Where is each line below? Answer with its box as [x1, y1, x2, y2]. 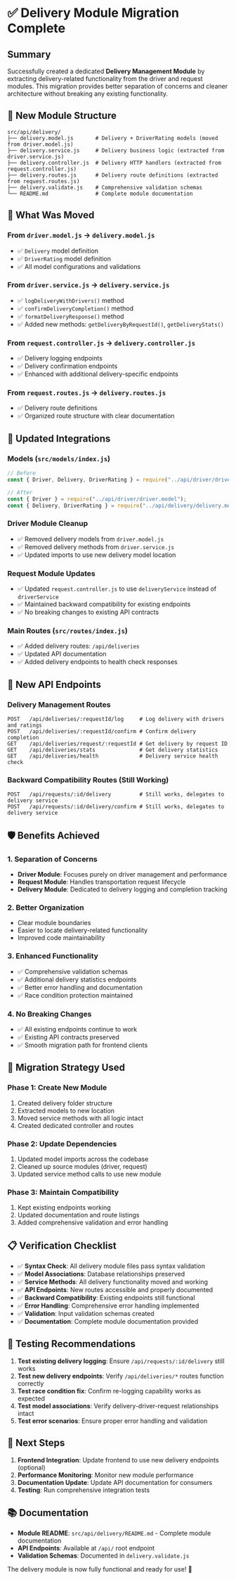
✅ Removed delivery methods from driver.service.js [17, 542, 174, 551]
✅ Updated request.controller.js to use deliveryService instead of [17, 584, 217, 593]
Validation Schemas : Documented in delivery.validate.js [17, 1551, 190, 1560]
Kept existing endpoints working [17, 1203, 111, 1212]
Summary [7, 48, 51, 61]
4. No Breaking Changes [7, 1009, 92, 1019]
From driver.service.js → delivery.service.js [7, 280, 170, 290]
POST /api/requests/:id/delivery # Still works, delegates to [7, 791, 225, 798]
